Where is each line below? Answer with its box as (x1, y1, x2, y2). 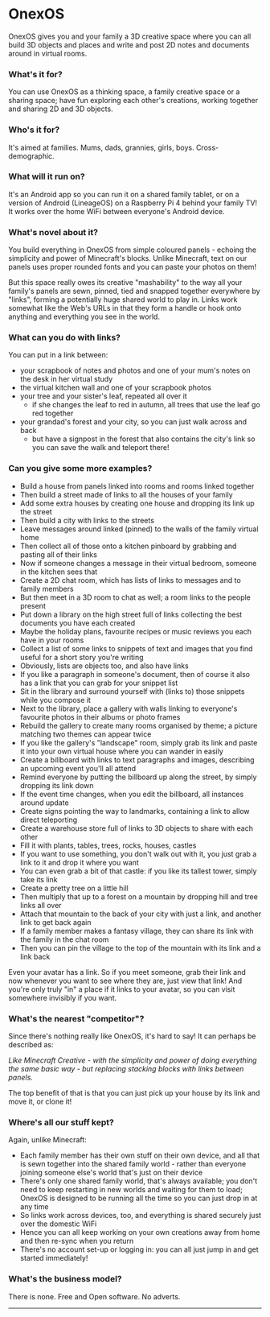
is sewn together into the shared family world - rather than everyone (19, 1159, 247, 1169)
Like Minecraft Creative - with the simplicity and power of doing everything (8, 1055, 257, 1065)
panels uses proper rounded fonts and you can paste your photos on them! (8, 262, 257, 272)
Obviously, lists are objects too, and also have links (19, 661, 189, 671)
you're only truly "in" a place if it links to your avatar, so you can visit (8, 984, 235, 994)
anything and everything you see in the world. (8, 312, 161, 322)
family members (19, 584, 74, 593)
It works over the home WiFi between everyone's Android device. (8, 206, 225, 216)
